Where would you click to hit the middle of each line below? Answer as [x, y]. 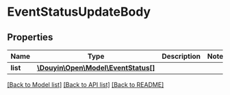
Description [181, 56]
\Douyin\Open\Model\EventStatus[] [96, 68]
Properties [30, 37]
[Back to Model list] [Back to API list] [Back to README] [86, 85]
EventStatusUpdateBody [79, 12]
